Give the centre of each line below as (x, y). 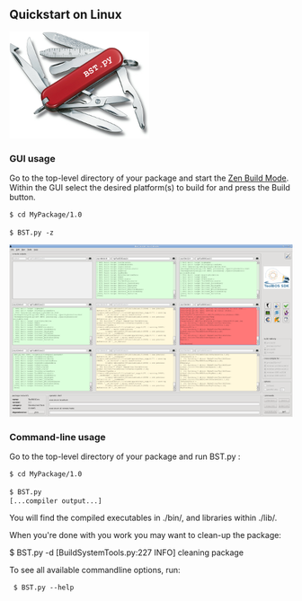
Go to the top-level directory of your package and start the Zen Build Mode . (149, 178)
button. (22, 198)
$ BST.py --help (44, 588)
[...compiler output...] (56, 501)
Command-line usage (58, 437)
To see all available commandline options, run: (95, 570)
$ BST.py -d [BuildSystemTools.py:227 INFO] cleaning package (127, 552)
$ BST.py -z (31, 233)
